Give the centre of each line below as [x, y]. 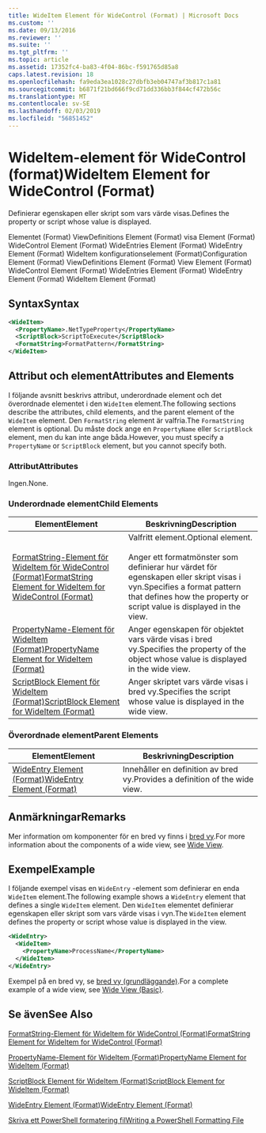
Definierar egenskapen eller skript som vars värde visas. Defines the [119, 213]
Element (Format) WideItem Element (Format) [82, 279]
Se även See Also [51, 1015]
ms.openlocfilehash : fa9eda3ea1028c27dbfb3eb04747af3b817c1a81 [115, 81]
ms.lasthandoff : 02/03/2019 [55, 112]
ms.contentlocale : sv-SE [49, 104]
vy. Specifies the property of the [187, 650]
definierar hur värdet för [173, 567]
